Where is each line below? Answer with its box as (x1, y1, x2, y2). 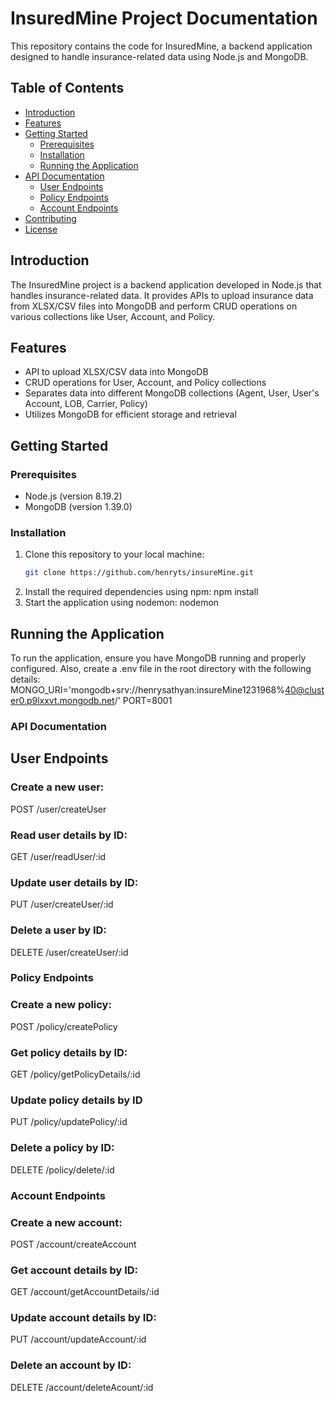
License (24, 223, 58, 235)
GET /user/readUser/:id (10, 850, 107, 862)
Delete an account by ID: (10, 1358, 132, 1372)
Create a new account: (10, 1215, 123, 1229)
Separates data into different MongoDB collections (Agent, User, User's (24, 387, 320, 399)
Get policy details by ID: (10, 1045, 128, 1059)
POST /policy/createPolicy (10, 1020, 118, 1032)
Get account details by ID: (10, 1263, 139, 1277)
